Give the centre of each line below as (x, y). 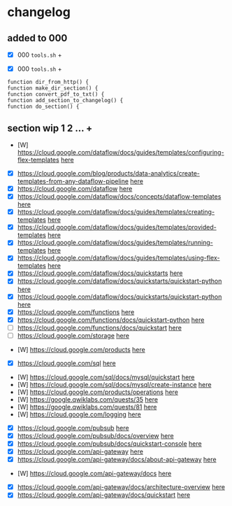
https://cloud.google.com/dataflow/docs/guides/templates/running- (115, 243)
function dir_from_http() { (48, 82)
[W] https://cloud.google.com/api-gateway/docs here (94, 474)
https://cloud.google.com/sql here (67, 363)
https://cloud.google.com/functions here (76, 311)
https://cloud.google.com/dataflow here (75, 189)
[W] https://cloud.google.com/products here (81, 349)
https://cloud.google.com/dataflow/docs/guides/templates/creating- (116, 212)
